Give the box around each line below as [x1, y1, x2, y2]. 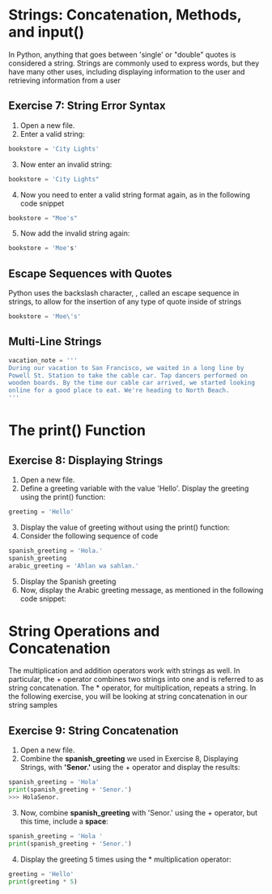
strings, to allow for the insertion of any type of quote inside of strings [8, 297, 242, 307]
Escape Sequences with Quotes [8, 266, 172, 280]
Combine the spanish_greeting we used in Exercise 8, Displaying [19, 754, 239, 764]
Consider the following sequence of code [19, 530, 159, 540]
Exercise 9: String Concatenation [8, 723, 179, 738]
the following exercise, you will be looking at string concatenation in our [8, 692, 248, 701]
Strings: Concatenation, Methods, [8, 6, 242, 24]
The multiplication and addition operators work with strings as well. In [8, 666, 240, 675]
